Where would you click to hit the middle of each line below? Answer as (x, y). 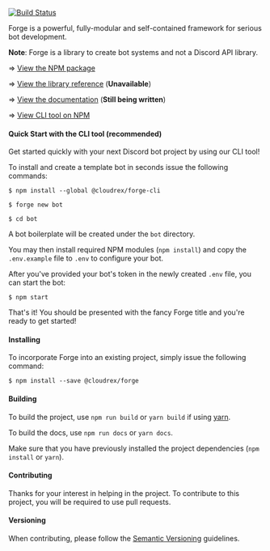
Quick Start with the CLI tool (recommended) (85, 134)
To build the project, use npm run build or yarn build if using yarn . (120, 417)
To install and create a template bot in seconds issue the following (118, 167)
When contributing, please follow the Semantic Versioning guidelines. (124, 539)
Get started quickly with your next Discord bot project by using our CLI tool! (134, 152)
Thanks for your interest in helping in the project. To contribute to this (124, 493)
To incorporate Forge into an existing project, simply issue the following (127, 358)
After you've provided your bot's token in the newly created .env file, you (130, 274)
